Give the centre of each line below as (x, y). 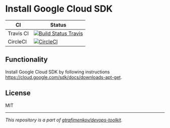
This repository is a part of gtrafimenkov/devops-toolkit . (64, 120)
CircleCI (17, 41)
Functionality (27, 59)
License (18, 93)
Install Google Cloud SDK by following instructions (58, 72)
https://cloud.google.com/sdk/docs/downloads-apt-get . (64, 77)
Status (58, 25)
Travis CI (18, 33)
